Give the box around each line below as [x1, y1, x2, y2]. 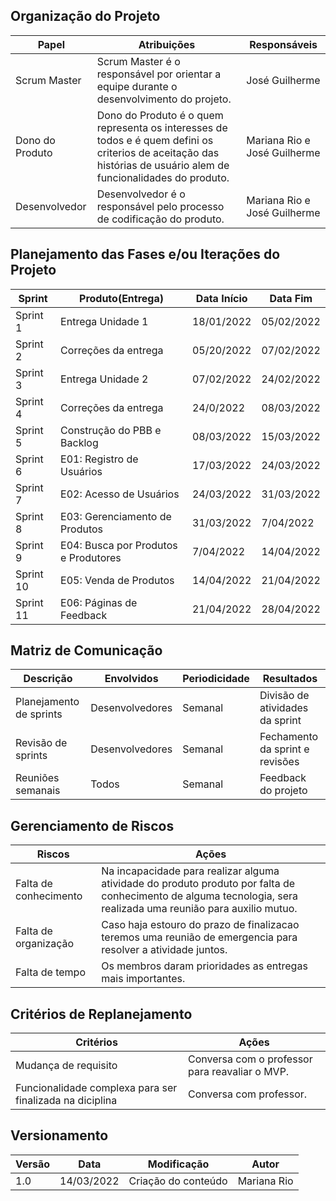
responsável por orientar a [96, 67, 222, 81]
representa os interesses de [96, 120, 228, 134]
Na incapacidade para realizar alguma [101, 864, 280, 878]
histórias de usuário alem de [96, 158, 230, 172]
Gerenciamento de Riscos [10, 817, 175, 834]
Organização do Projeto [10, 8, 161, 25]
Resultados [262, 672, 318, 686]
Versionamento [10, 1127, 109, 1144]
